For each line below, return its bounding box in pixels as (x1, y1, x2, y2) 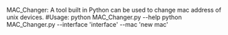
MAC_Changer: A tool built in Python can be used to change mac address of (6, 6, 222, 14)
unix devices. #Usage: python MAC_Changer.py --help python (6, 13, 183, 21)
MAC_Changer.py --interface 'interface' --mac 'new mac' (6, 21, 169, 28)
